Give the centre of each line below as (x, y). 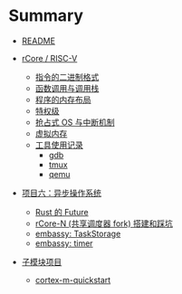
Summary (46, 16)
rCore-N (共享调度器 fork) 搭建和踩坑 (104, 223)
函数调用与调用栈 (67, 88)
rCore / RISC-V (49, 58)
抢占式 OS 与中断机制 (75, 122)
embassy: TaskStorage (78, 233)
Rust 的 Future (62, 212)
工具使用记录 (59, 145)
